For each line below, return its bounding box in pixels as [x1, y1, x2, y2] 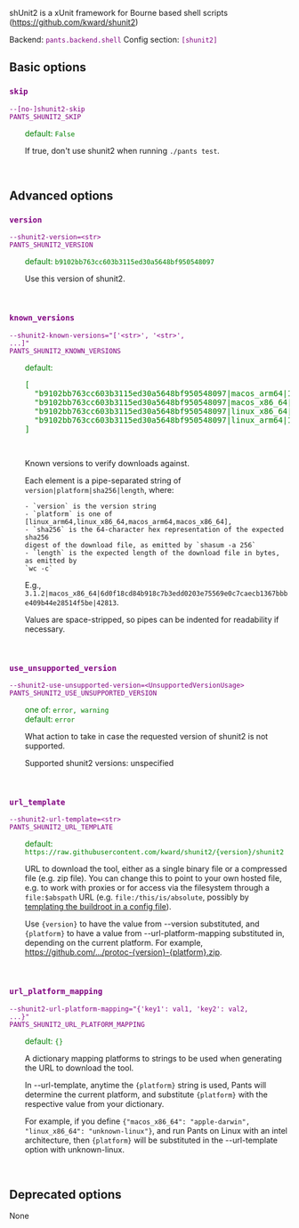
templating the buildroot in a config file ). [25, 901, 172, 912]
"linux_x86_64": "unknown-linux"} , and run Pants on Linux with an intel [25, 1125, 287, 1135]
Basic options [9, 60, 87, 75]
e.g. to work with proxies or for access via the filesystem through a [25, 883, 270, 893]
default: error [25, 714, 76, 724]
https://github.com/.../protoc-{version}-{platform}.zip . [25, 947, 222, 957]
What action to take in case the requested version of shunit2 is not [25, 731, 269, 741]
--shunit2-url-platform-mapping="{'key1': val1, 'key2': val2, [9, 1005, 249, 1014]
